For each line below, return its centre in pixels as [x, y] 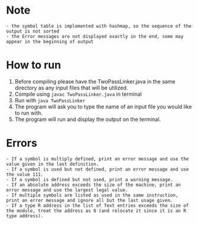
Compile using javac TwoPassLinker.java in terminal [78, 94]
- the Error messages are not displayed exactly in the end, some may [95, 36]
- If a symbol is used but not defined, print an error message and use [98, 169]
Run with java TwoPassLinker [50, 100]
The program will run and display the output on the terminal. [88, 119]
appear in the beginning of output [50, 41]
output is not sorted [33, 31]
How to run [34, 65]
